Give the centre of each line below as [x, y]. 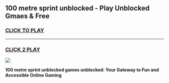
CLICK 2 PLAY [23, 49]
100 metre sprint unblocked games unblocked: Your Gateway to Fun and [82, 69]
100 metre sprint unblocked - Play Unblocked [77, 8]
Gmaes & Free [27, 16]
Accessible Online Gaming [33, 75]
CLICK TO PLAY [25, 31]
